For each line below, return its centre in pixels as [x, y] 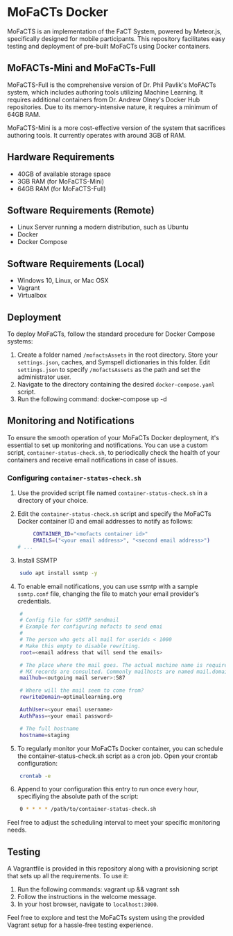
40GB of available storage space [64, 174]
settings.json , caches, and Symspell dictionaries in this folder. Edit [113, 362]
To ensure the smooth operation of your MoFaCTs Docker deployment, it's [113, 437]
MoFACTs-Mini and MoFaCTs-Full [81, 68]
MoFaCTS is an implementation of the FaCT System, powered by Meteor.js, [114, 31]
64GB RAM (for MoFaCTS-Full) [61, 188]
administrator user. [44, 377]
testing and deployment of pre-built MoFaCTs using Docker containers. [109, 46]
